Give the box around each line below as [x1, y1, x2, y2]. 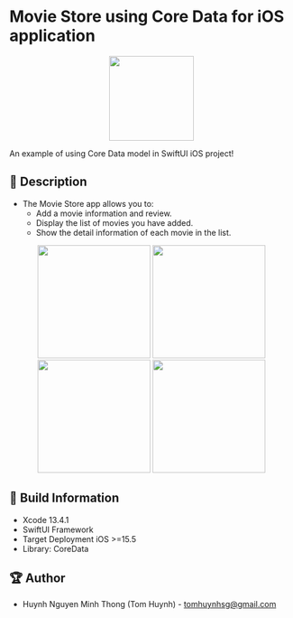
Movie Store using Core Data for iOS [9, 6, 285, 27]
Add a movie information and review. [35, 208, 173, 219]
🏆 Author [9, 570, 66, 585]
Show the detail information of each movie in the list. [35, 227, 232, 238]
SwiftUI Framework [22, 524, 94, 535]
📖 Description [9, 174, 87, 190]
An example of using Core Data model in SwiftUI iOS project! [9, 147, 234, 159]
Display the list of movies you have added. [35, 217, 194, 228]
